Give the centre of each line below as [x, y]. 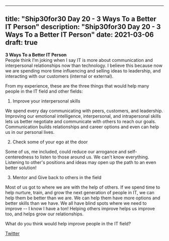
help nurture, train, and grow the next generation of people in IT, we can [80, 192]
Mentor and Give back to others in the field [57, 177]
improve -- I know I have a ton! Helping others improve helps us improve [80, 208]
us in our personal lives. [30, 132]
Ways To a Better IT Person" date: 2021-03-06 [80, 35]
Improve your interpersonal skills [46, 101]
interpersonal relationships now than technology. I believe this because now [84, 65]
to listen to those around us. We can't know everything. [92, 157]
